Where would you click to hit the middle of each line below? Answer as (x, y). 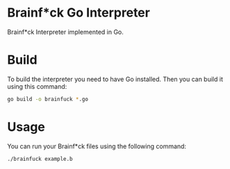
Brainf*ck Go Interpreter (79, 13)
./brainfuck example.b (40, 159)
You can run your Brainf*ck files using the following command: (97, 146)
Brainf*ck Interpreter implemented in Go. (65, 32)
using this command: (37, 86)
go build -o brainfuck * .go (48, 99)
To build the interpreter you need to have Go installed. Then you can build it (115, 79)
